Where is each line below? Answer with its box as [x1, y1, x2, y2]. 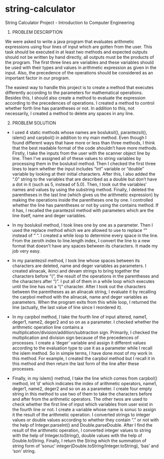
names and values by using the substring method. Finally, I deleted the [12, 186, 155, 192]
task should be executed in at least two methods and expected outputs [5, 49, 148, 55]
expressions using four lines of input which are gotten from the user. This [5, 44, 152, 49]
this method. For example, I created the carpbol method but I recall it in [12, 355, 155, 361]
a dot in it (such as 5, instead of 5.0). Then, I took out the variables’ [12, 181, 147, 187]
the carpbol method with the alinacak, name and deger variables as [12, 294, 148, 299]
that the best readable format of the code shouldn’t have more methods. [12, 145, 158, 151]
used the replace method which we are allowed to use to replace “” [12, 227, 147, 233]
